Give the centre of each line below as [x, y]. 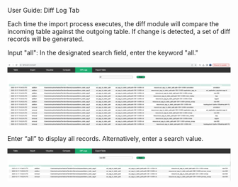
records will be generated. [46, 39]
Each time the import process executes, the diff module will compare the [113, 24]
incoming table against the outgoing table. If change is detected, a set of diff [119, 32]
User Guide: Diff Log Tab [44, 10]
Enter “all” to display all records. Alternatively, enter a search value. [106, 138]
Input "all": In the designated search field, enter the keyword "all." [103, 53]
